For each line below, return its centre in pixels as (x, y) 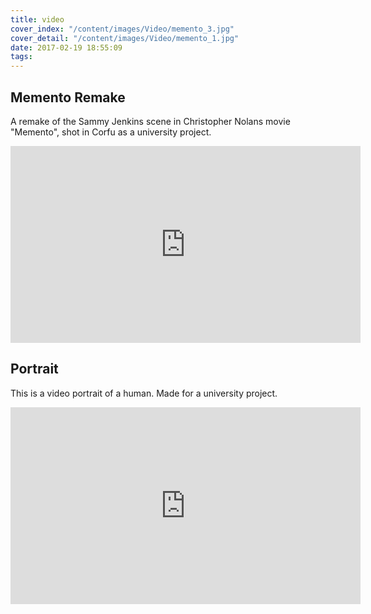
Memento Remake (68, 97)
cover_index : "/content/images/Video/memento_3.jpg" (122, 29)
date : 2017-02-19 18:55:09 (66, 47)
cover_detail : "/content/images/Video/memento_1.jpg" (125, 38)
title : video (37, 19)
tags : (21, 57)
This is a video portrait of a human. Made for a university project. (144, 393)
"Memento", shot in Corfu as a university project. (111, 132)
